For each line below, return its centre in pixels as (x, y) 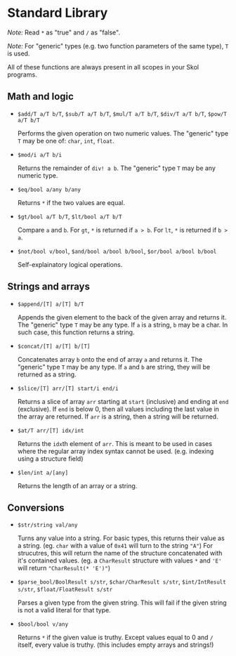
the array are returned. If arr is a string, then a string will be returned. (118, 416)
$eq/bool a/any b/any (49, 190)
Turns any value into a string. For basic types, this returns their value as (121, 538)
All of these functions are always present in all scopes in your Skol (103, 67)
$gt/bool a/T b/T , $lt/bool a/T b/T (70, 216)
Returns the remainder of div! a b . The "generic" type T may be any (117, 168)
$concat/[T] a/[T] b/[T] (54, 346)
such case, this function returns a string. (76, 332)
